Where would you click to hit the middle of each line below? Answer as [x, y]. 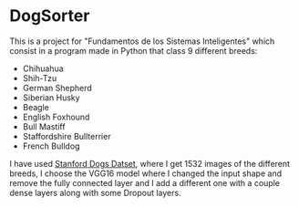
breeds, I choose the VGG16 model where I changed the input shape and [146, 173]
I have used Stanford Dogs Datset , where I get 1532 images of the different [149, 163]
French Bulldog [51, 146]
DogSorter [50, 16]
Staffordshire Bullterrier [67, 136]
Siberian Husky [51, 98]
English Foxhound [56, 117]
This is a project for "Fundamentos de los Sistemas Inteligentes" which [142, 41]
